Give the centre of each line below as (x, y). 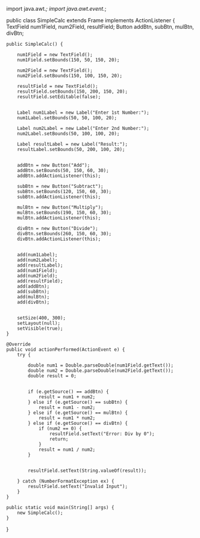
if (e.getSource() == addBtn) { (69, 392)
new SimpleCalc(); (40, 513)
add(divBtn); (33, 302)
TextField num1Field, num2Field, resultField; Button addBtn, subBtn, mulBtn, (100, 27)
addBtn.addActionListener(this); (59, 176)
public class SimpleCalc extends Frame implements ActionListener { (91, 20)
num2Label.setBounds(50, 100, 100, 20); (68, 134)
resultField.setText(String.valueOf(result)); (87, 471)
